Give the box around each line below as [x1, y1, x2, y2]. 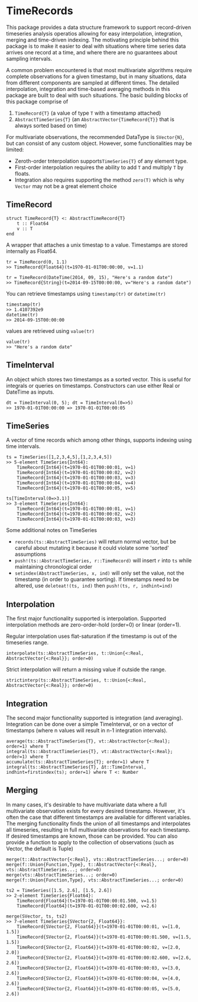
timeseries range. [6, 639, 49, 646]
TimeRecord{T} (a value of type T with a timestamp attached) [14, 109, 161, 116]
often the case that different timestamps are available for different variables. [6, 813, 191, 821]
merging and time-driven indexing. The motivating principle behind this [6, 36, 179, 43]
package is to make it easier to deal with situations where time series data [6, 43, 186, 50]
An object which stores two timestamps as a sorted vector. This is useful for [6, 375, 191, 382]
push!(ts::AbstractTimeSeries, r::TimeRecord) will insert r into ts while [14, 557, 192, 564]
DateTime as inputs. [6, 388, 54, 395]
